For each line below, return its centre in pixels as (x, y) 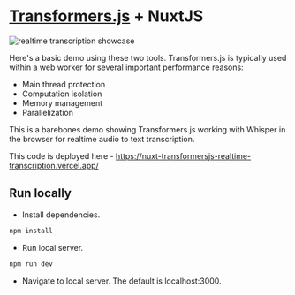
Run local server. (53, 247)
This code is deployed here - (61, 155)
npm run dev (31, 264)
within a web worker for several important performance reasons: (127, 67)
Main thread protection (64, 84)
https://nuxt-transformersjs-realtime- (183, 155)
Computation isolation (62, 94)
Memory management (62, 102)
